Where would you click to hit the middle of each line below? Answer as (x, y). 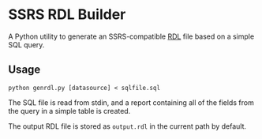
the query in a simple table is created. (69, 111)
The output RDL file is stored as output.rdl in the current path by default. (127, 126)
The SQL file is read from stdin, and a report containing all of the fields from (131, 102)
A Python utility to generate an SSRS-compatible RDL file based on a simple (131, 36)
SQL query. (26, 44)
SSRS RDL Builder (67, 15)
